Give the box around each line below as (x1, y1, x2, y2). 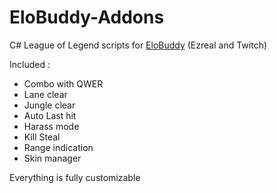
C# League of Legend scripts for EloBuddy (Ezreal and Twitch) (9, 39, 268, 51)
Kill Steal (23, 131, 61, 143)
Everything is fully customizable (9, 171, 141, 183)
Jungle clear (23, 99, 76, 111)
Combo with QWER (23, 77, 104, 90)
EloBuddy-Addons (9, 6, 165, 29)
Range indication (23, 141, 94, 153)
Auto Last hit (23, 109, 77, 121)
